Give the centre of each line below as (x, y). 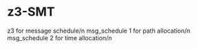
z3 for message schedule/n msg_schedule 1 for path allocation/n (99, 31)
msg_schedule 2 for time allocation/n (60, 37)
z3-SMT (31, 12)
